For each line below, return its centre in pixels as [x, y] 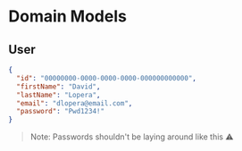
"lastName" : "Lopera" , [58, 95]
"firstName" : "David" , [58, 87]
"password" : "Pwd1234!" [60, 112]
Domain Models [67, 17]
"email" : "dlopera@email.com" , [75, 103]
